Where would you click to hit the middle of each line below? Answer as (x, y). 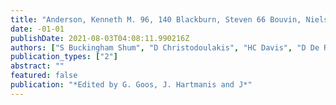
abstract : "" (37, 66)
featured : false (44, 76)
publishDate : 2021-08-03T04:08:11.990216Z (100, 38)
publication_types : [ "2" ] (64, 57)
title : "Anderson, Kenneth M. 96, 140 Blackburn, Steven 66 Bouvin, (156, 19)
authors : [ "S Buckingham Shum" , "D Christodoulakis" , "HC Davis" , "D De (165, 47)
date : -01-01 (37, 29)
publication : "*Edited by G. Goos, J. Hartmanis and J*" (131, 85)
